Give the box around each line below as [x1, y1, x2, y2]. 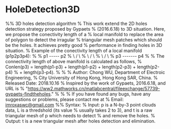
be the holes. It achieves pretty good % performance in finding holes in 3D [5, 42, 162, 48]
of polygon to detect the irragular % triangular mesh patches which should [5, 37, 162, 43]
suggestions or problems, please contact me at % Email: [5, 96, 124, 102]
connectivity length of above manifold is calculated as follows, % [5, 58, 142, 64]
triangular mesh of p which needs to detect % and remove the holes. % [5, 112, 156, 118]
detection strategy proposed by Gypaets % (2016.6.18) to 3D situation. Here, [5, 25, 166, 32]
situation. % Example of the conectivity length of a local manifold [5, 47, 142, 54]
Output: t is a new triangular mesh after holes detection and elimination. [5, 118, 156, 124]
